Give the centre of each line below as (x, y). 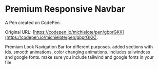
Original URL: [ (20, 32)
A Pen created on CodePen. (33, 23)
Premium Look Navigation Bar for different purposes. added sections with (79, 46)
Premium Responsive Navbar (65, 9)
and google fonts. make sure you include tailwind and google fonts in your (79, 57)
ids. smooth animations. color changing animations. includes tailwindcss (78, 52)
